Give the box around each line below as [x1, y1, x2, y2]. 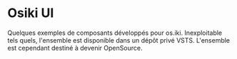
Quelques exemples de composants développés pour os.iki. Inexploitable [7, 28, 223, 37]
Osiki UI [7, 5, 54, 21]
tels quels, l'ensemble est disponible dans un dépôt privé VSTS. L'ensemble [7, 36, 231, 44]
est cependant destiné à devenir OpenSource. [7, 43, 143, 52]
